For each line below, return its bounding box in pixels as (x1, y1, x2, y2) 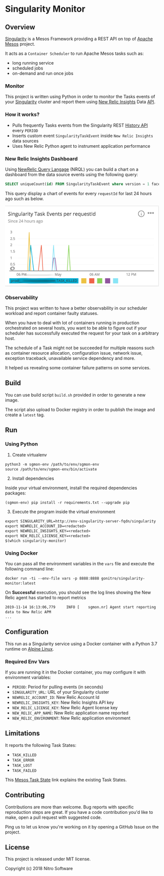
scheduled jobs (12, 65, 43, 71)
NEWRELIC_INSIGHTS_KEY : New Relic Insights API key (12, 699, 114, 705)
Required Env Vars (5, 658, 50, 665)
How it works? (5, 111, 40, 118)
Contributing (5, 791, 45, 799)
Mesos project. (5, 41, 36, 47)
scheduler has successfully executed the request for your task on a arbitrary (5, 330, 159, 336)
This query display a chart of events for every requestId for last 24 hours (5, 190, 152, 196)
